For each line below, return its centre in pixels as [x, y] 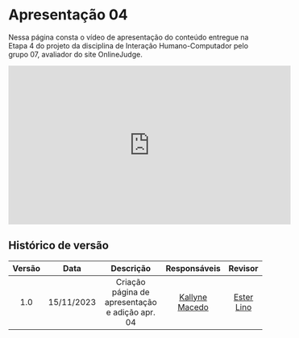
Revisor [243, 268]
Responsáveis [193, 268]
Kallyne [193, 297]
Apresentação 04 [69, 15]
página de [131, 292]
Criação [131, 282]
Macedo [193, 307]
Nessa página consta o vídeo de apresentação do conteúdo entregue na [129, 37]
